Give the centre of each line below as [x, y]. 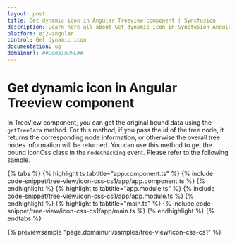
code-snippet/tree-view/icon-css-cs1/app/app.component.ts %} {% [107, 181]
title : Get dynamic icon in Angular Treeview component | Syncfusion [112, 20]
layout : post [26, 14]
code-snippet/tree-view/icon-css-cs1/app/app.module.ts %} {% [101, 196]
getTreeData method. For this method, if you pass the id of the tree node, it [116, 130]
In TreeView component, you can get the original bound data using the [110, 122]
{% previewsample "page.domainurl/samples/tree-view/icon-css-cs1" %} [115, 232]
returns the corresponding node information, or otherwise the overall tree [114, 137]
